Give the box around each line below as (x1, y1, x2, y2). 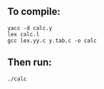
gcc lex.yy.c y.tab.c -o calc (7, 37, 98, 44)
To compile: (7, 6, 61, 18)
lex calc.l (7, 31, 40, 38)
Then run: (7, 56, 52, 68)
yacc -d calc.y (7, 24, 53, 31)
